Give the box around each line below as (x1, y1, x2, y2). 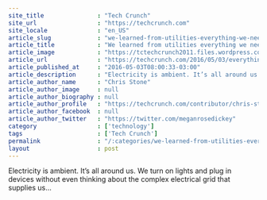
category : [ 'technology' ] (8, 122, 155, 130)
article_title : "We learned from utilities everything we (8, 41, 247, 49)
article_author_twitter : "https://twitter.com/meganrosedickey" (8, 115, 237, 123)
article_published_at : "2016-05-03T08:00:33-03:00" (8, 63, 201, 71)
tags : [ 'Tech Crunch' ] (8, 129, 158, 137)
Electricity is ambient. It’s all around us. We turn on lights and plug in (8, 166, 232, 175)
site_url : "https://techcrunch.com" (8, 19, 191, 27)
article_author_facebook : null (8, 108, 119, 116)
